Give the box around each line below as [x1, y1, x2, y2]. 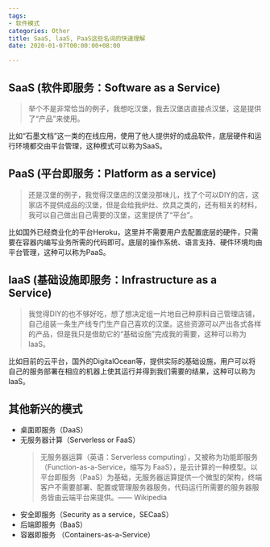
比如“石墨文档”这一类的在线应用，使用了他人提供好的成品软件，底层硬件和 [8, 131, 255, 140]
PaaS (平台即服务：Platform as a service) [8, 167, 217, 181]
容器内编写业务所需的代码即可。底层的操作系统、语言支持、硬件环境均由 [22, 237, 263, 247]
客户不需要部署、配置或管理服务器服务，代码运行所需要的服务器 [39, 482, 252, 492]
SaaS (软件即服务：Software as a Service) [8, 81, 221, 94]
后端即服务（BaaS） [19, 520, 87, 529]
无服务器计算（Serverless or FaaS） [19, 435, 140, 445]
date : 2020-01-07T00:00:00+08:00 [8, 42, 121, 50]
